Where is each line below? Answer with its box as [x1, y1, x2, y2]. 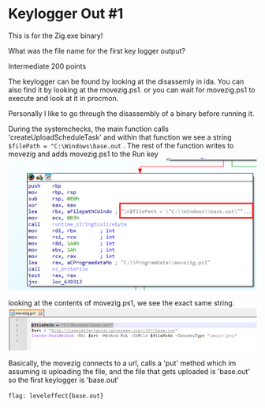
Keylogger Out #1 [8, 5, 124, 23]
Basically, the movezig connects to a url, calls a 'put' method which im [8, 358, 237, 368]
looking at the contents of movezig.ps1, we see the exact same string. [8, 298, 235, 308]
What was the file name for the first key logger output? [8, 46, 185, 55]
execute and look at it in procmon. [8, 93, 119, 103]
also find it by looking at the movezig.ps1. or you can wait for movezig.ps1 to [8, 84, 256, 95]
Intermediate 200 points [8, 61, 87, 71]
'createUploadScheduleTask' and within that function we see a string [8, 132, 232, 142]
